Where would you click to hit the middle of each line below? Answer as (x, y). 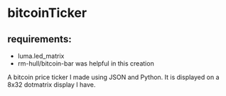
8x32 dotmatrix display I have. (52, 85)
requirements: (40, 39)
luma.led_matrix (41, 56)
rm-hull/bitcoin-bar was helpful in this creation (86, 64)
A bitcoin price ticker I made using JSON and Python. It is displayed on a (113, 77)
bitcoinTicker (47, 13)
